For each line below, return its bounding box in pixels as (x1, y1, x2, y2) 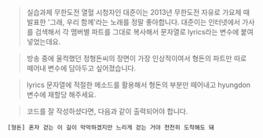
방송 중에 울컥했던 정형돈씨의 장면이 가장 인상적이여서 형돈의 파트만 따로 (26, 54, 247, 63)
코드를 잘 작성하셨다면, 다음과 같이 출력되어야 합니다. (26, 107, 188, 116)
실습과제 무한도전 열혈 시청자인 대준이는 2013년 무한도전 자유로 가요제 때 (26, 8, 250, 16)
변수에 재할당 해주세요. (26, 90, 97, 99)
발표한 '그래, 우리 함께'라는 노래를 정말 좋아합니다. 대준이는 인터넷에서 (26, 17, 241, 27)
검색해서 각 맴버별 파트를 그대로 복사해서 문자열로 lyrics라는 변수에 (35, 27, 239, 36)
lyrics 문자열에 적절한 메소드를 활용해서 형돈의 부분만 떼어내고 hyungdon (26, 80, 251, 89)
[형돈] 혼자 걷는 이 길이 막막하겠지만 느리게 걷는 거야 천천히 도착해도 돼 (7, 124, 215, 132)
